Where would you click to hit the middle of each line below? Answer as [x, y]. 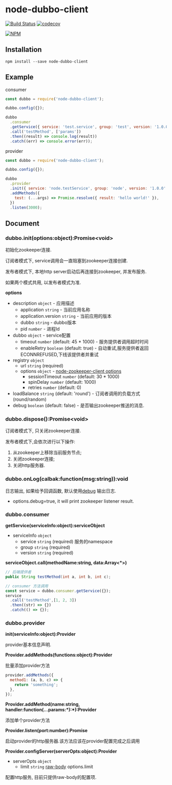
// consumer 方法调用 [27, 586]
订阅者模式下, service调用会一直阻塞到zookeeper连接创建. [67, 261]
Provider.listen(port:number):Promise [47, 730]
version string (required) [47, 553]
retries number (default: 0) [55, 387]
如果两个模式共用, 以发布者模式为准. [43, 282]
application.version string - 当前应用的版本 [66, 316]
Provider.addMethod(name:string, [43, 704]
